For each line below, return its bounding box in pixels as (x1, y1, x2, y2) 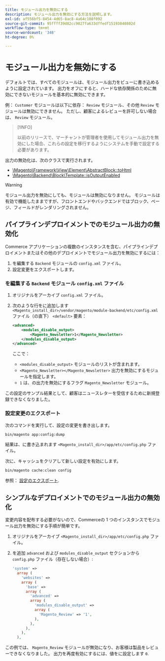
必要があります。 (17, 147, 52, 153)
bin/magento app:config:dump (5, 432, 65, 437)
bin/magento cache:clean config (5, 468, 71, 473)
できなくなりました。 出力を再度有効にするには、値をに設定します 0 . (9, 651, 149, 657)
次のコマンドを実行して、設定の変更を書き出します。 (5, 422, 112, 428)
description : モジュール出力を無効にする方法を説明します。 (5, 12, 114, 17)
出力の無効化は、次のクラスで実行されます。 (5, 157, 96, 163)
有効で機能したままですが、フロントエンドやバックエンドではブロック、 (5, 198, 152, 204)
